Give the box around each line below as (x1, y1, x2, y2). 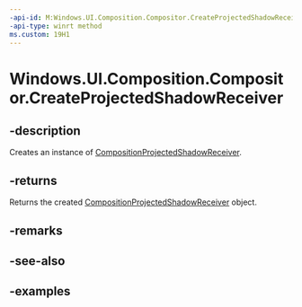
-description (9, 123, 81, 138)
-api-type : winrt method (9, 22, 102, 31)
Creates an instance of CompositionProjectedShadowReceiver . (9, 147, 243, 158)
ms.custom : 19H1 (9, 30, 70, 39)
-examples (9, 284, 71, 299)
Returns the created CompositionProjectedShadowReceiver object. (9, 197, 258, 207)
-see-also (9, 253, 66, 268)
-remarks (9, 223, 63, 238)
